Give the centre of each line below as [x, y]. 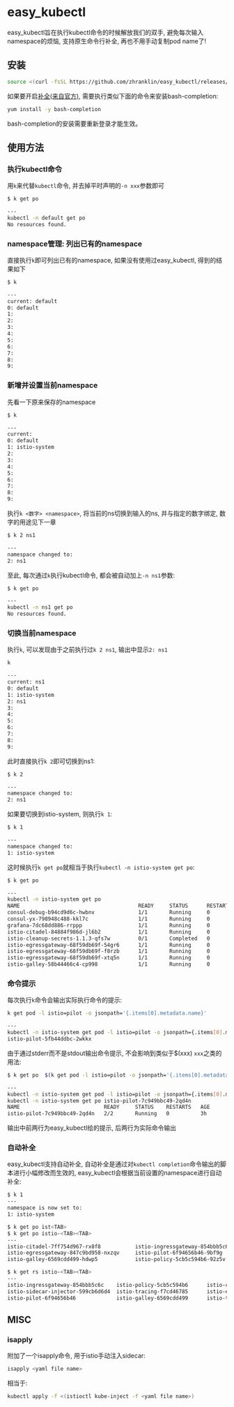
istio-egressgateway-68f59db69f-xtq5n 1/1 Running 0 [109, 958]
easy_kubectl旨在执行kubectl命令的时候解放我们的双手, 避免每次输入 [106, 32]
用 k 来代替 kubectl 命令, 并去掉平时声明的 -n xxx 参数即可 [86, 186]
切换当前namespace [42, 633]
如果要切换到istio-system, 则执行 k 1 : [60, 814]
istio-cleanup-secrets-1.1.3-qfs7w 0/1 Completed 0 [109, 938]
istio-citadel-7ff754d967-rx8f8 [54, 1246]
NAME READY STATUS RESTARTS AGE [109, 1107]
